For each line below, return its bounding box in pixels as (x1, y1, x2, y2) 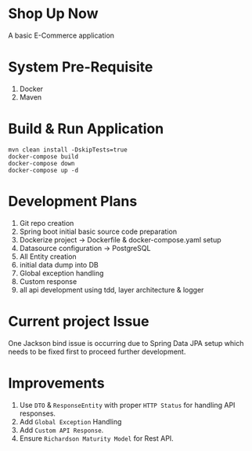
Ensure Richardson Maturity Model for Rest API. (19, 433, 174, 443)
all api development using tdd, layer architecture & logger (19, 285, 204, 294)
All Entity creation (19, 252, 77, 261)
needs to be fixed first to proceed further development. (8, 347, 186, 356)
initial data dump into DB (19, 260, 99, 269)
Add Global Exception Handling (19, 416, 122, 426)
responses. (19, 409, 56, 418)
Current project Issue (8, 312, 149, 330)
